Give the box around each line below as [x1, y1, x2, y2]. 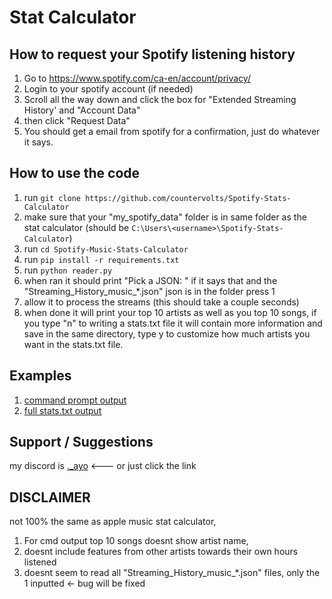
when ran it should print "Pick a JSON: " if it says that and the [23, 274, 278, 286]
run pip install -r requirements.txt [23, 253, 180, 265]
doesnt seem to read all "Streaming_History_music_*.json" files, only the [23, 567, 321, 579]
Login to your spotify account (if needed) [23, 83, 194, 95]
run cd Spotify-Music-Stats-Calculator [23, 242, 189, 255]
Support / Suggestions [9, 434, 154, 451]
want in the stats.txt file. [23, 338, 124, 350]
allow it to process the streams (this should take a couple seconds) [23, 296, 300, 308]
